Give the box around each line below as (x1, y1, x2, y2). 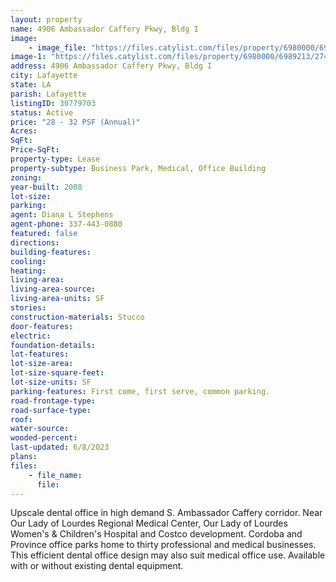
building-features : (10, 247, 92, 257)
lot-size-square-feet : (10, 368, 105, 378)
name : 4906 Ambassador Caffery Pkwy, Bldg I (10, 24, 199, 34)
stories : (10, 303, 47, 313)
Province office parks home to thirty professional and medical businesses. (10, 539, 317, 551)
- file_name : (28, 470, 83, 480)
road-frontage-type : (10, 396, 97, 406)
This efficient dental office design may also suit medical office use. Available (10, 549, 326, 561)
